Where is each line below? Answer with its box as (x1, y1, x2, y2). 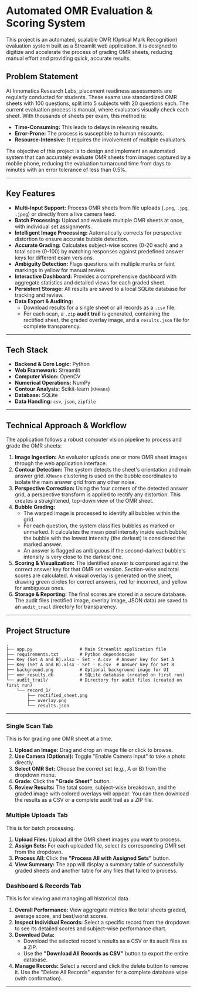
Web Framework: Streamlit (14, 367, 80, 374)
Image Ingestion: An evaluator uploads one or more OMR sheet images (14, 453, 188, 461)
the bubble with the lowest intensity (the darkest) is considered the (23, 535, 185, 542)
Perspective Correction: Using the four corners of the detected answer (14, 485, 188, 492)
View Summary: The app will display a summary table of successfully (14, 860, 184, 867)
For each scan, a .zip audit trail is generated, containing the (23, 310, 170, 317)
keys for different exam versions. (14, 254, 94, 261)
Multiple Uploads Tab (6, 811, 69, 819)
